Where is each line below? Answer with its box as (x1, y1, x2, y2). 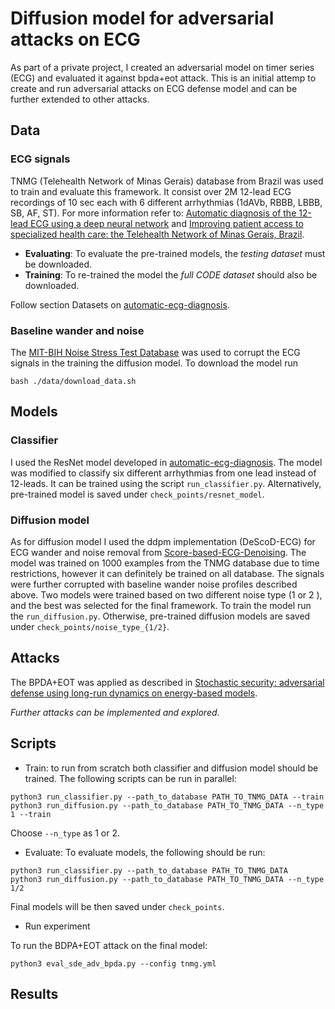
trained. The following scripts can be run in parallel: (24, 772, 237, 784)
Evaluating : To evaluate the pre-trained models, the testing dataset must (24, 247, 326, 259)
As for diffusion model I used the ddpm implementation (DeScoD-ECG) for (10, 535, 316, 547)
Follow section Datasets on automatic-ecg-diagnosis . (10, 298, 230, 311)
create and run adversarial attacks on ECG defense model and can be (10, 82, 298, 94)
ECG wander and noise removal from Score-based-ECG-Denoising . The (10, 546, 307, 558)
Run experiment (24, 920, 91, 932)
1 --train (10, 809, 52, 819)
